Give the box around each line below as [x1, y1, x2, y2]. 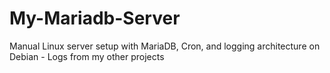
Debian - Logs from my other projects [9, 50, 165, 62]
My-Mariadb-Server [9, 7, 181, 30]
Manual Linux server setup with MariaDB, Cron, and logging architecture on [9, 40, 321, 52]
